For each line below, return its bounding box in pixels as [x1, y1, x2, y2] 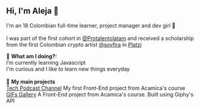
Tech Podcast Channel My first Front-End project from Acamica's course [6, 84, 186, 92]
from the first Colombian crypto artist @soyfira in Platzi [6, 41, 142, 48]
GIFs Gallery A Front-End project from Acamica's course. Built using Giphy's [6, 90, 194, 98]
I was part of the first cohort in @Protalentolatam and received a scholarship [6, 34, 194, 42]
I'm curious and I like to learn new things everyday [6, 65, 130, 72]
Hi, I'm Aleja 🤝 [6, 6, 59, 16]
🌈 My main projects [6, 78, 56, 85]
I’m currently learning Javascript [6, 59, 86, 66]
